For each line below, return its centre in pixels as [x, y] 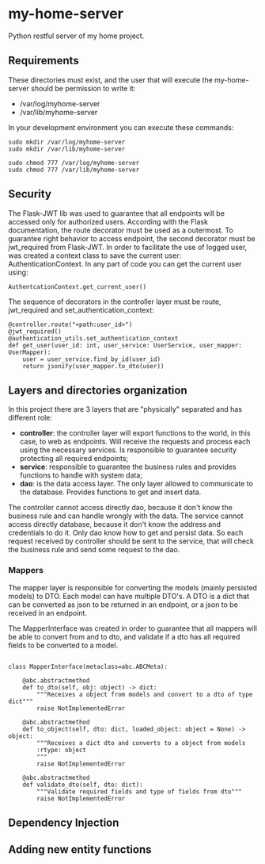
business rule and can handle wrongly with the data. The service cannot [126, 516]
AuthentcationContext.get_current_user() [78, 286]
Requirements [44, 61]
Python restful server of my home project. [76, 36]
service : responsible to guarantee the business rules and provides [128, 467]
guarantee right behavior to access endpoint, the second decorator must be [132, 238]
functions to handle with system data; [81, 475]
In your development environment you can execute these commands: [121, 127]
